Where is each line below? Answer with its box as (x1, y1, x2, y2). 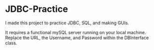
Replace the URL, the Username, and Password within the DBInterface (5, 35, 149, 41)
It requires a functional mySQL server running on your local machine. (5, 29, 147, 35)
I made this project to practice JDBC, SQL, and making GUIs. (5, 20, 129, 26)
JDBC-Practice (5, 3, 68, 15)
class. (5, 40, 17, 46)
